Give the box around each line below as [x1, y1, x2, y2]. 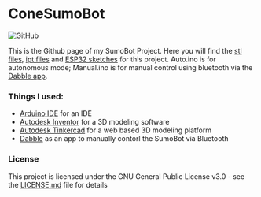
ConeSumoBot [8, 5, 105, 23]
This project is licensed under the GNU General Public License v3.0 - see [8, 171, 245, 181]
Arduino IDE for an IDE [19, 109, 93, 118]
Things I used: [8, 91, 64, 102]
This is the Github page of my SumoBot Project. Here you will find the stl [8, 46, 242, 55]
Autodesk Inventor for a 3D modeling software [19, 117, 170, 127]
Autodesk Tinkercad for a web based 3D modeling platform [19, 125, 212, 135]
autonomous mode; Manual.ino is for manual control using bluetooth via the [8, 62, 253, 72]
